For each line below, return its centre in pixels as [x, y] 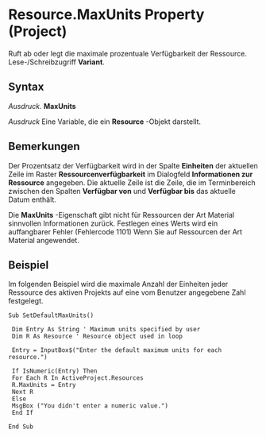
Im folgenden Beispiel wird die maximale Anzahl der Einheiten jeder [118, 284]
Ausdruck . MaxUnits [42, 106]
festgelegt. [26, 301]
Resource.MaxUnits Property [106, 15]
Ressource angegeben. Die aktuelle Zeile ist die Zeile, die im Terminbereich [132, 182]
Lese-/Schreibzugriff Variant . [56, 62]
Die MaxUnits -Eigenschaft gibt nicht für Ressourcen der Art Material [121, 215]
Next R [23, 392]
